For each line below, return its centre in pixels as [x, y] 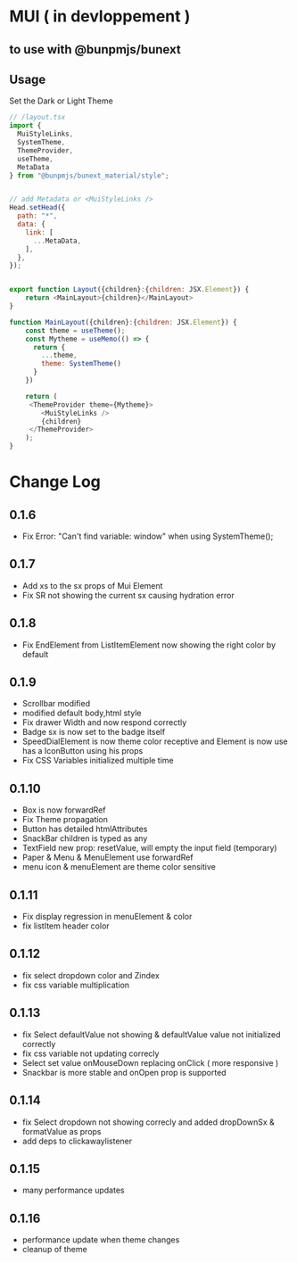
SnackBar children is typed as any [85, 838]
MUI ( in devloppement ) [100, 17]
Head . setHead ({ [37, 208]
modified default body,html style [82, 713]
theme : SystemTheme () [82, 364]
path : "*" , [37, 216]
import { [25, 126]
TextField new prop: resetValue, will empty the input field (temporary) [150, 848]
